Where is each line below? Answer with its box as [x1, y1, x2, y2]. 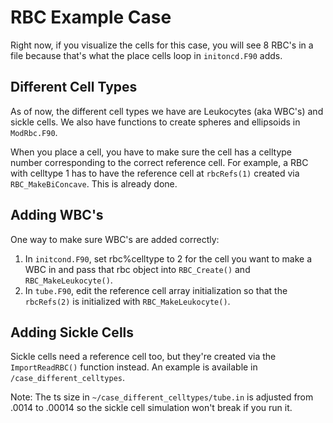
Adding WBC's [10, 207, 104, 224]
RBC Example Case [10, 6, 172, 29]
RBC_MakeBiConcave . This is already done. [10, 177, 178, 190]
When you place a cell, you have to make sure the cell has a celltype [10, 146, 292, 158]
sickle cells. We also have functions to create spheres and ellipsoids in [10, 116, 301, 128]
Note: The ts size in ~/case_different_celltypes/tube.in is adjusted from [10, 391, 314, 403]
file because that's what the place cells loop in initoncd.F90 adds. [10, 49, 283, 61]
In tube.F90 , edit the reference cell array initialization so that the [24, 284, 288, 296]
